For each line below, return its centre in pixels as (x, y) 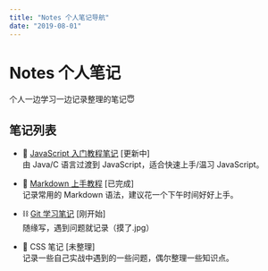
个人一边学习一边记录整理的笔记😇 (72, 99)
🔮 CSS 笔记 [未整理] (59, 247)
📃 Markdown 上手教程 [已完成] (78, 183)
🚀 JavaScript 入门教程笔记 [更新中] (86, 154)
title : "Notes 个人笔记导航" (59, 17)
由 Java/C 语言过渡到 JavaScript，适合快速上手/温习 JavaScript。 (143, 165)
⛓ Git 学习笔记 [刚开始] (64, 214)
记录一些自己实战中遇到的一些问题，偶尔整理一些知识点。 (128, 258)
